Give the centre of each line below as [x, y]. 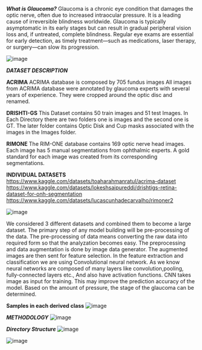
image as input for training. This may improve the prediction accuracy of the [100, 281]
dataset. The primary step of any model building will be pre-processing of [98, 230]
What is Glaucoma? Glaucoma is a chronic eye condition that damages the [100, 9]
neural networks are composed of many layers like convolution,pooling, [95, 268]
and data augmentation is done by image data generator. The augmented [97, 249]
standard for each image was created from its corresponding [82, 157]
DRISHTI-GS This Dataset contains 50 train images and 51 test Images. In [97, 113]
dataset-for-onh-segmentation [44, 194]
